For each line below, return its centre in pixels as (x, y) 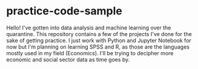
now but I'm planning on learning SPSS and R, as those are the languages (98, 47)
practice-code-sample (64, 11)
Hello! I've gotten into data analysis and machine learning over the (89, 28)
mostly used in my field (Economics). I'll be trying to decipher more (90, 53)
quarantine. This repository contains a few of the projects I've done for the (99, 34)
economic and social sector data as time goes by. (68, 59)
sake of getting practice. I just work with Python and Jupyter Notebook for (99, 40)
